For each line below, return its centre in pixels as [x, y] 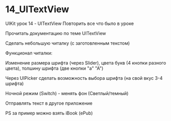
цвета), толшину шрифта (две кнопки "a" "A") [54, 68]
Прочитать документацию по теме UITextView [56, 33]
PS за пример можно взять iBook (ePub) [49, 113]
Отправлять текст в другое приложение [49, 103]
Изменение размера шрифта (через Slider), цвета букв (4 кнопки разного [86, 63]
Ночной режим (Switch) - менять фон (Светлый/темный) [67, 93]
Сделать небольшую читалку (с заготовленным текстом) [68, 43]
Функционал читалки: [29, 53]
